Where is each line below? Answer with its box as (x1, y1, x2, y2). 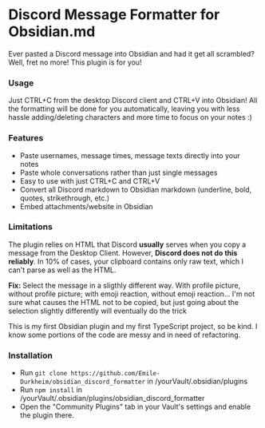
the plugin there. (19, 410, 74, 420)
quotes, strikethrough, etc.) (19, 193, 110, 203)
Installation (8, 350, 53, 361)
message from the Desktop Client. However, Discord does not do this (8, 248, 238, 257)
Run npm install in (19, 385, 82, 394)
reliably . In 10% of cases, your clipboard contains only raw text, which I (8, 256, 243, 266)
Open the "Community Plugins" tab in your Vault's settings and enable (19, 402, 251, 412)
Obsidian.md (8, 22, 96, 41)
